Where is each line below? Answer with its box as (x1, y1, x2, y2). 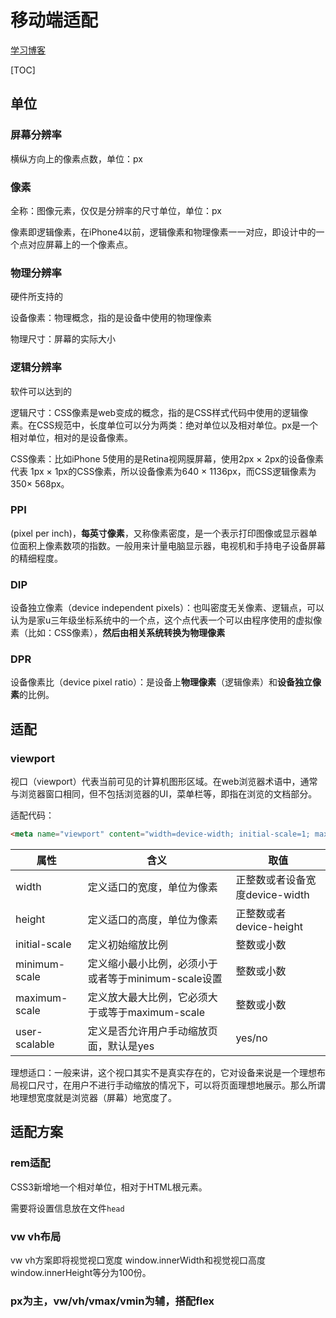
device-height (235, 919, 304, 933)
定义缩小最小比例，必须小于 (87, 956, 218, 970)
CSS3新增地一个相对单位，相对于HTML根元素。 (10, 1181, 208, 1193)
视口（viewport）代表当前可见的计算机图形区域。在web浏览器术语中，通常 (10, 776, 318, 788)
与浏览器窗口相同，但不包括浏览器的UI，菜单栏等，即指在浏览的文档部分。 (10, 788, 318, 800)
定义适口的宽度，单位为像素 (87, 880, 218, 894)
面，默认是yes (87, 1039, 155, 1053)
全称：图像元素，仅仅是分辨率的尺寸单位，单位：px (10, 204, 222, 216)
